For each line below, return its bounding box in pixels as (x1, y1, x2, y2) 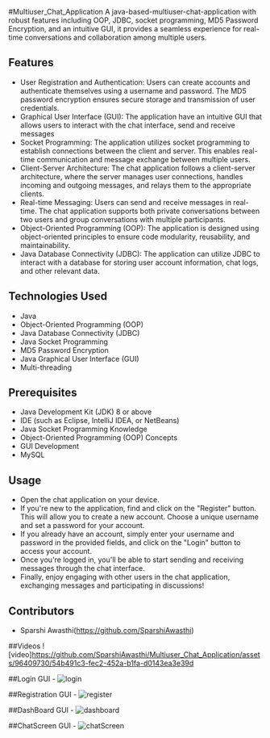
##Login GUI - (8, 674, 56, 684)
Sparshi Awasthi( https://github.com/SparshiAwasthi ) (19, 626, 194, 635)
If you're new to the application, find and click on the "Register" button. (19, 504, 256, 514)
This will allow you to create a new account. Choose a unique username (19, 512, 260, 522)
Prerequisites (8, 386, 77, 400)
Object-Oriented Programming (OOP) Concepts (19, 433, 178, 442)
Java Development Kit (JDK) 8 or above (19, 407, 152, 417)
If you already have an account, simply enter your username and (19, 529, 235, 539)
